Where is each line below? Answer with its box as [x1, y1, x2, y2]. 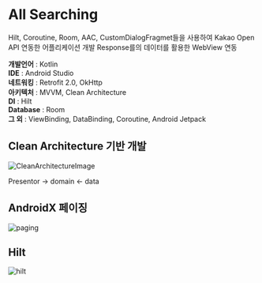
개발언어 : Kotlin [8, 59, 58, 69]
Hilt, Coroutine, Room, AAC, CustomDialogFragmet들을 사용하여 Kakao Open [8, 32, 255, 42]
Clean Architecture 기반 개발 [8, 140, 147, 153]
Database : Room [8, 104, 65, 114]
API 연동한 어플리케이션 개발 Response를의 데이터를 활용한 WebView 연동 [8, 42, 238, 52]
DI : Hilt [8, 96, 32, 106]
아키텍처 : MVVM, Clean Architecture [8, 87, 127, 96]
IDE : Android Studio [8, 68, 74, 77]
